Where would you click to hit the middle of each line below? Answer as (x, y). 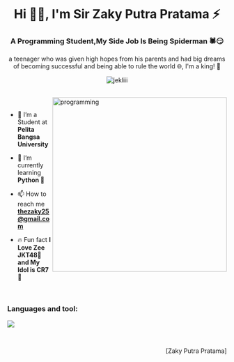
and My (29, 262)
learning (29, 173)
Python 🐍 (31, 180)
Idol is (26, 270)
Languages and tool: (42, 309)
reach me (31, 204)
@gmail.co (33, 219)
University (33, 144)
